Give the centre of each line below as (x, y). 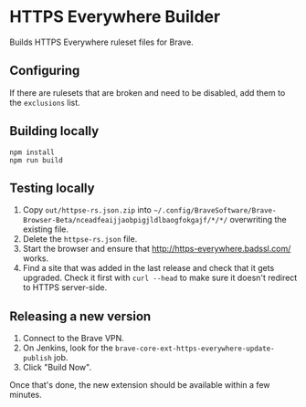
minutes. (26, 395)
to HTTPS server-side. (65, 287)
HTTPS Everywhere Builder (115, 17)
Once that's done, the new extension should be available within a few (140, 385)
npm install (32, 152)
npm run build (37, 160)
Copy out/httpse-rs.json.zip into (87, 210)
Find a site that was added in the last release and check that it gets (148, 268)
